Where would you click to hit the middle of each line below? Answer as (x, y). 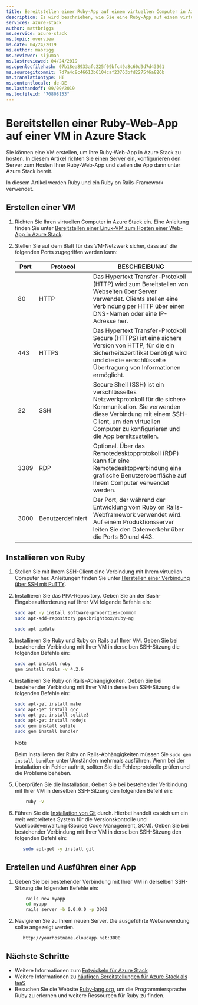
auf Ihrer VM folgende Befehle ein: (109, 602)
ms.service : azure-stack (37, 34)
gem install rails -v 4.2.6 (49, 669)
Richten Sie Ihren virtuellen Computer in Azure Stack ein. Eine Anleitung (102, 222)
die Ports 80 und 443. (124, 537)
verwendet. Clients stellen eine (136, 299)
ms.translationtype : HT (35, 77)
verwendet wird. (160, 514)
